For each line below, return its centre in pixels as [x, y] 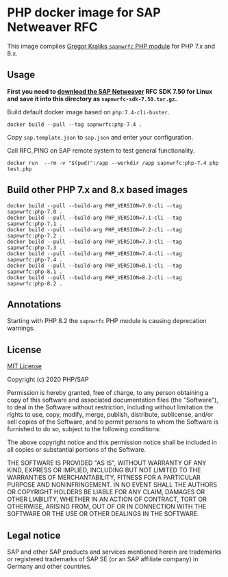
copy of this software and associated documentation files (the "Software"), [113, 400]
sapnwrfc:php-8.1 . [35, 272]
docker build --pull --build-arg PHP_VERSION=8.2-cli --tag [95, 278]
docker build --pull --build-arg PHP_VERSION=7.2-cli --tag [95, 230]
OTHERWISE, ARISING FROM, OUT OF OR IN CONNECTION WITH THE [107, 507]
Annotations [34, 304]
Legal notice [34, 535]
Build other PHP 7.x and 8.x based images [98, 190]
